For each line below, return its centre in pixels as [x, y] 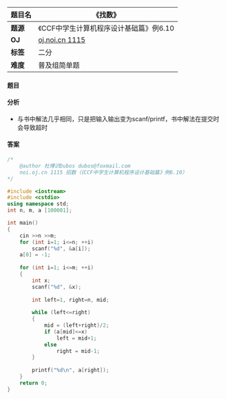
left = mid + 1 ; [76, 338]
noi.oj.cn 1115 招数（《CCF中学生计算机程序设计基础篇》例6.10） [103, 172]
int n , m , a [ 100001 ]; [40, 211]
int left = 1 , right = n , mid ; [71, 300]
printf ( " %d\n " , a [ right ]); [71, 370]
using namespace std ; [38, 204]
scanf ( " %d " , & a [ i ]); [61, 248]
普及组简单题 [59, 65]
